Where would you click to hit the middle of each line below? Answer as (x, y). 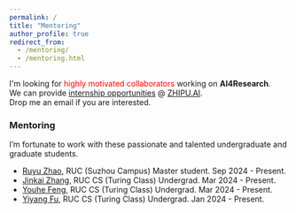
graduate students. (44, 154)
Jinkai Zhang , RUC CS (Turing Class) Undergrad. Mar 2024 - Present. (149, 180)
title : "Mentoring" (45, 26)
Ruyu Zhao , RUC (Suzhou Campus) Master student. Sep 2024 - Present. (154, 171)
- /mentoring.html (51, 58)
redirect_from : (37, 42)
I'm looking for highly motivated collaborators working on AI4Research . (140, 84)
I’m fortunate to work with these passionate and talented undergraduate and (148, 145)
